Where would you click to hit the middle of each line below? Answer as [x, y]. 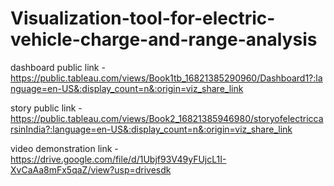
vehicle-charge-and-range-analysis [164, 39]
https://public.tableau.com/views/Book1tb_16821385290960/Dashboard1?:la [166, 78]
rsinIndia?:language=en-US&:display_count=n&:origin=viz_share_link [151, 129]
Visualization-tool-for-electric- [143, 18]
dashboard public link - [58, 67]
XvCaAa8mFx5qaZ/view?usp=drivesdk [91, 169]
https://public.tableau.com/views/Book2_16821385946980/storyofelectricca [167, 118]
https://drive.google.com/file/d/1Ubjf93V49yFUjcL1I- [118, 159]
